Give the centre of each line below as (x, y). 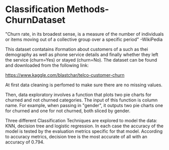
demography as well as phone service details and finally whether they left (82, 55)
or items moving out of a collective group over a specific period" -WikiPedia (84, 39)
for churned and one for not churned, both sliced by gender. (68, 111)
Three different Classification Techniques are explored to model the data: (81, 120)
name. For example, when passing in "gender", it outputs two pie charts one (84, 105)
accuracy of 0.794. (25, 142)
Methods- (88, 9)
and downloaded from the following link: (47, 65)
